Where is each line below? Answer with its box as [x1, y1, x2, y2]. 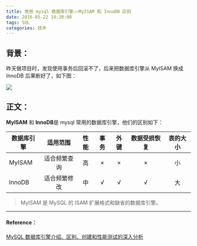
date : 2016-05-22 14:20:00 [6, 14, 72, 20]
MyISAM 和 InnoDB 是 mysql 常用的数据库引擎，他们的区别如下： [6, 119, 164, 126]
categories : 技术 [6, 25, 47, 31]
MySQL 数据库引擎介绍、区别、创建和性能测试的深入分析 [6, 233, 144, 241]
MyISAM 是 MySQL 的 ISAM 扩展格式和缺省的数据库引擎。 [20, 199, 161, 206]
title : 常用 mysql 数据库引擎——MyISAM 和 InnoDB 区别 [6, 8, 131, 15]
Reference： [6, 219, 37, 226]
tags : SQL [6, 19, 30, 25]
